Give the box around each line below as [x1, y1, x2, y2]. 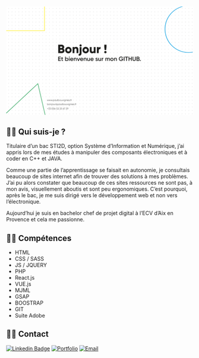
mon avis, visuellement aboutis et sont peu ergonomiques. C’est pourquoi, [6, 185, 188, 193]
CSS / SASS [14, 255, 45, 262]
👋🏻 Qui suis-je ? [6, 126, 66, 137]
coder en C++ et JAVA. [6, 155, 62, 162]
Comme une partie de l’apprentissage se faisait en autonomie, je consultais [6, 167, 190, 174]
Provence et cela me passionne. [6, 216, 85, 223]
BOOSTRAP [14, 299, 43, 306]
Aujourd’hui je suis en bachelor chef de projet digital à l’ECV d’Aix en [6, 210, 174, 217]
